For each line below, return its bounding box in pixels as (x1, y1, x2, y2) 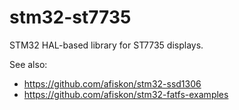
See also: (9, 58, 48, 70)
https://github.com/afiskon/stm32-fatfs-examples (23, 88, 229, 100)
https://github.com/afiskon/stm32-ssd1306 (23, 77, 202, 90)
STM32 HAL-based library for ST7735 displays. (9, 39, 204, 51)
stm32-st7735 (9, 6, 132, 29)
